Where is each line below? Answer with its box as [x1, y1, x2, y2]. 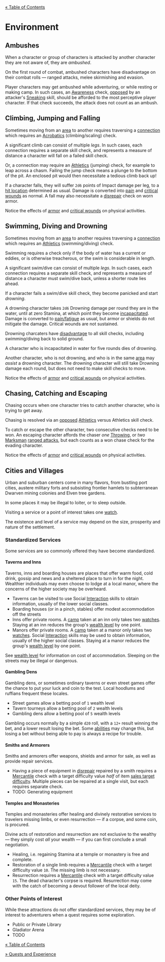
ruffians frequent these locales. [5, 690, 69, 696]
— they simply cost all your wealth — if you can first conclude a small [5, 836, 146, 843]
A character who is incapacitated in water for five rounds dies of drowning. [5, 345, 157, 351]
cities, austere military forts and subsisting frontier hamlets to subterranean [5, 485, 158, 491]
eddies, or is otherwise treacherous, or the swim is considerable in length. [5, 255, 155, 261]
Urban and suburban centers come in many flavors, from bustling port [5, 480, 148, 485]
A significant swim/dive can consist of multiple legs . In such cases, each [5, 265, 153, 271]
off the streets [12, 611, 41, 617]
